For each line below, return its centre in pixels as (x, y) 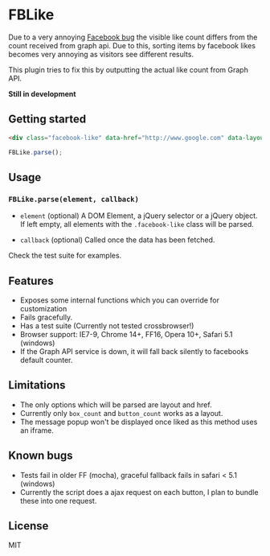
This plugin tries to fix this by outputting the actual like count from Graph (129, 69)
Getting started (47, 119)
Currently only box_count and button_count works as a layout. (121, 413)
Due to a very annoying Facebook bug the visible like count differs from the (133, 37)
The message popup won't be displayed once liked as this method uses (139, 422)
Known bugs (41, 456)
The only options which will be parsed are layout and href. (116, 405)
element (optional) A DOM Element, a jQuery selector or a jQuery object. (139, 216)
